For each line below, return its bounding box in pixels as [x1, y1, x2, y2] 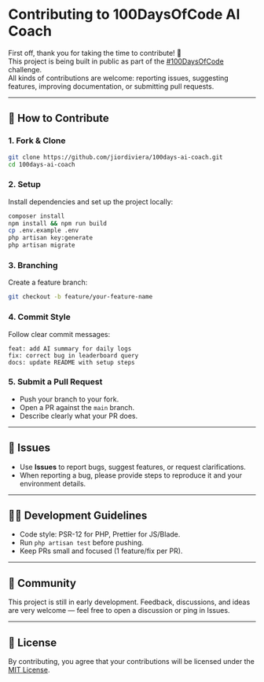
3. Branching [8, 259, 58, 270]
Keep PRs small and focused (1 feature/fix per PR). [19, 546, 183, 555]
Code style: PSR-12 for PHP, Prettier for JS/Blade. [19, 530, 181, 539]
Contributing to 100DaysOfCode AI [8, 5, 240, 24]
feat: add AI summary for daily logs [8, 344, 132, 353]
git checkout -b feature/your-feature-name [8, 293, 153, 301]
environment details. [19, 478, 86, 488]
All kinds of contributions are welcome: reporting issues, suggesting [8, 73, 229, 82]
